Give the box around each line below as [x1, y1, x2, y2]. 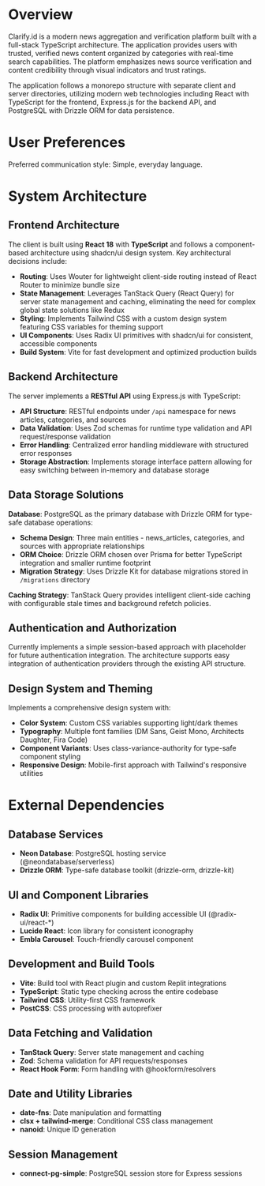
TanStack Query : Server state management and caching [19, 1047, 204, 1056]
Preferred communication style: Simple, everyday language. [8, 160, 203, 169]
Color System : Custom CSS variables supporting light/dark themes [19, 718, 238, 728]
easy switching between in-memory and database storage [19, 465, 210, 475]
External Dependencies [8, 796, 165, 815]
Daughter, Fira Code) [19, 735, 88, 744]
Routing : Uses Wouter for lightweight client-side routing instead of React [19, 271, 257, 281]
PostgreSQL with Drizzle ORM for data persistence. [8, 105, 175, 115]
